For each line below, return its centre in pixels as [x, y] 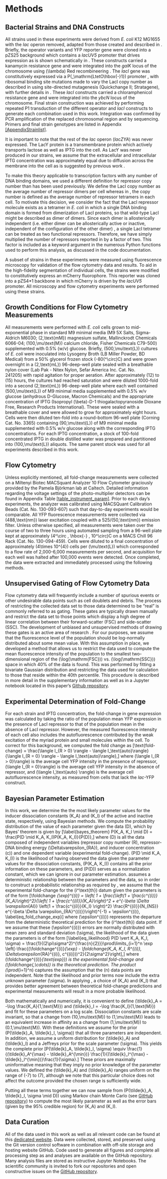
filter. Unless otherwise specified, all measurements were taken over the [79, 525]
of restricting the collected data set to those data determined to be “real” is [82, 606]
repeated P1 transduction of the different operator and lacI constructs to [79, 108]
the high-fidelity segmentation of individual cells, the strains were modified [82, 270]
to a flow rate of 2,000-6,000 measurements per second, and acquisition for [83, 551]
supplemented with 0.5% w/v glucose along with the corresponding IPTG [80, 428]
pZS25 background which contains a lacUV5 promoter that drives [73, 55]
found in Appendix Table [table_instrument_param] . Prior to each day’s [78, 498]
